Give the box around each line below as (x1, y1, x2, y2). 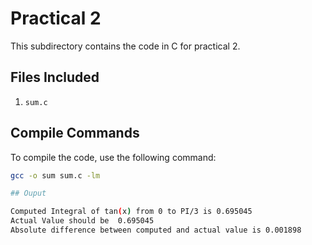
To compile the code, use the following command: (10, 151, 217, 163)
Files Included (10, 69, 100, 86)
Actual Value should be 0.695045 (10, 216, 155, 226)
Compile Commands (10, 125, 140, 142)
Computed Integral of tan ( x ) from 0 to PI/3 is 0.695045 (10, 207, 253, 217)
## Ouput (10, 188, 47, 199)
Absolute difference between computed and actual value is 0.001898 (10, 225, 302, 236)
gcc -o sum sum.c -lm (10, 170, 101, 181)
